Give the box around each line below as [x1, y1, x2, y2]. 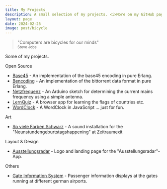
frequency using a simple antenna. [12, 94, 83, 100]
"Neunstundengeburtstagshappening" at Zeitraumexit [12, 129, 123, 135]
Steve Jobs [17, 45, 37, 50]
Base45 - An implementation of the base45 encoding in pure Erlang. [12, 73, 153, 79]
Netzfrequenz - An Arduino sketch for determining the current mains [12, 89, 153, 94]
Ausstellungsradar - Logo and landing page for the [12, 148, 116, 154]
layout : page [5, 16, 32, 21]
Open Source [5, 63, 32, 69]
